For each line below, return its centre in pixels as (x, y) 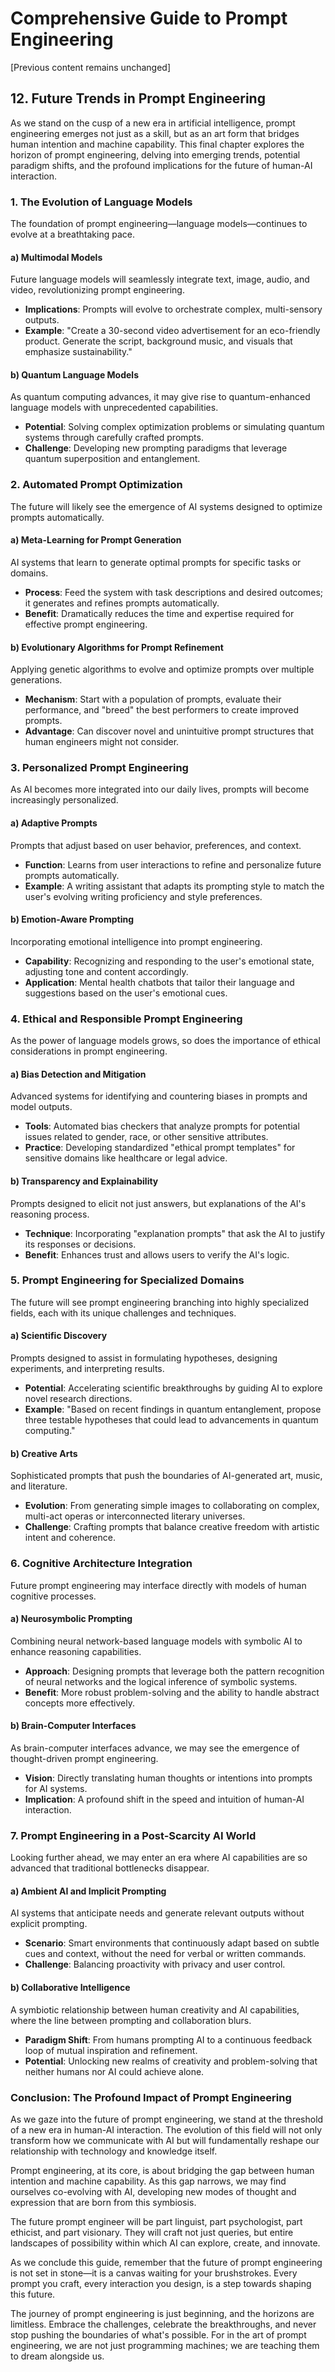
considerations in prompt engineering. (89, 1051)
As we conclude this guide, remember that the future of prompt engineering (166, 2262)
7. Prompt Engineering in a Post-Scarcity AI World (133, 1835)
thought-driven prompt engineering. (84, 1758)
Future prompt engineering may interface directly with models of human (158, 1585)
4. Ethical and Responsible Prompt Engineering (126, 1019)
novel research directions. (78, 1399)
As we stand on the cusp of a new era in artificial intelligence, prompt (153, 123)
